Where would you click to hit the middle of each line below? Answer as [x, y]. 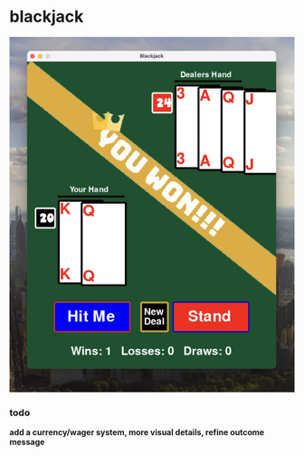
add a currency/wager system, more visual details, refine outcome [137, 432]
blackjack [47, 17]
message [27, 442]
